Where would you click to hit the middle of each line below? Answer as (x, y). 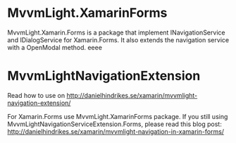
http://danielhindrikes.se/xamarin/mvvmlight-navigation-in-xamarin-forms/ (116, 131)
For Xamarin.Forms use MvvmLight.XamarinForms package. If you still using (118, 116)
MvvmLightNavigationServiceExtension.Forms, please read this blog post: (114, 124)
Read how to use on (36, 95)
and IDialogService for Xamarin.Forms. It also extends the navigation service (118, 39)
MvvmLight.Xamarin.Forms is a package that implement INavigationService (116, 32)
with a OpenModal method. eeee (55, 47)
